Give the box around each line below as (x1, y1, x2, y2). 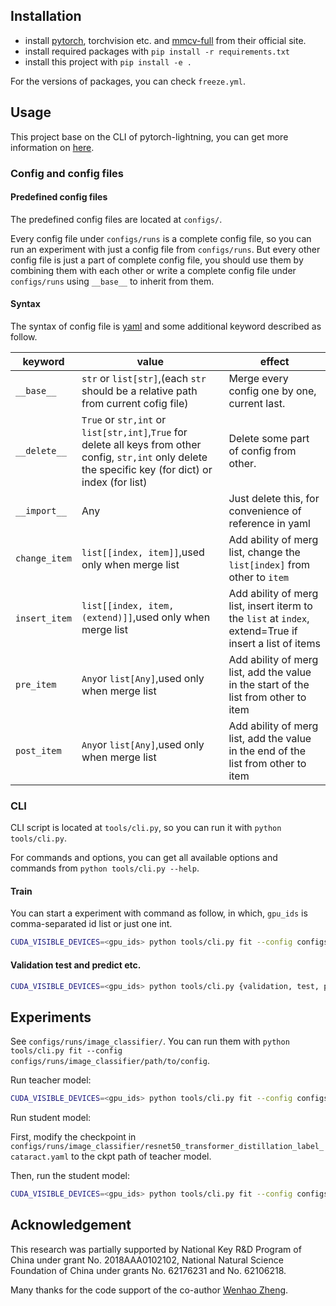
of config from (228, 444, 297, 458)
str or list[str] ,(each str (81, 371, 207, 385)
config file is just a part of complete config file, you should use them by (10, 254, 304, 266)
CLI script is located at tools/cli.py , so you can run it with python (10, 822, 282, 834)
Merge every (228, 371, 289, 385)
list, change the (228, 545, 301, 559)
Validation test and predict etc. (10, 959, 142, 971)
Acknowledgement (10, 1217, 132, 1234)
